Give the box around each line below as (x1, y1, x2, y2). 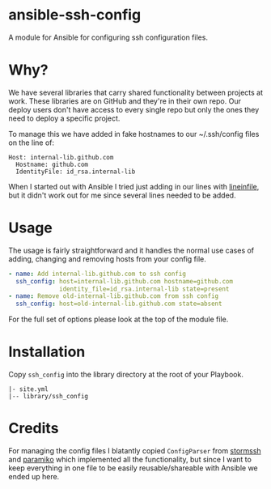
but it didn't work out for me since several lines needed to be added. (8, 190, 236, 200)
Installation (8, 342, 86, 361)
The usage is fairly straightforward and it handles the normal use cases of (8, 245, 255, 255)
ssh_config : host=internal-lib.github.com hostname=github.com (15, 277, 233, 285)
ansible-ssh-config (8, 6, 142, 24)
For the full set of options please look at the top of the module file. (8, 314, 229, 325)
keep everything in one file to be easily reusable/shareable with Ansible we (8, 463, 259, 473)
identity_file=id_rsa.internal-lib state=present (59, 285, 230, 293)
